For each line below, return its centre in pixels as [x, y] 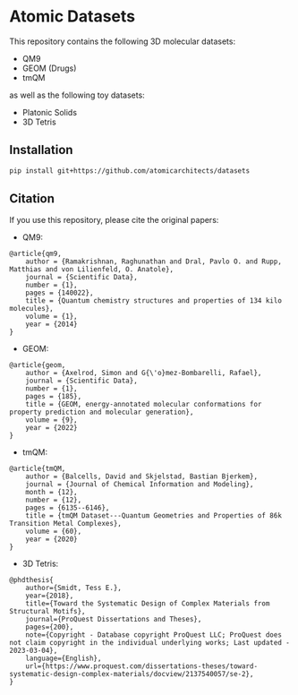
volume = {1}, [51, 317]
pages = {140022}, [60, 293]
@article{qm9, [36, 254]
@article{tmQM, [38, 469]
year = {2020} [51, 539]
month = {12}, [51, 493]
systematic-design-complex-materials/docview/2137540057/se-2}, [132, 674]
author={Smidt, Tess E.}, [74, 588]
